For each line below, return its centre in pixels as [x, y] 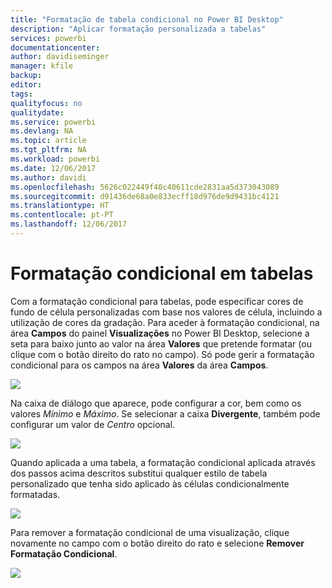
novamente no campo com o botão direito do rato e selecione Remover [157, 543]
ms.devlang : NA [42, 131]
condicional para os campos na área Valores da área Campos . [139, 365]
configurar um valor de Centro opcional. [93, 424]
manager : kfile [42, 66]
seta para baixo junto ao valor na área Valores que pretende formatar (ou [161, 343]
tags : [21, 94]
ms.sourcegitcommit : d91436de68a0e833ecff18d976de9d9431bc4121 [145, 196]
